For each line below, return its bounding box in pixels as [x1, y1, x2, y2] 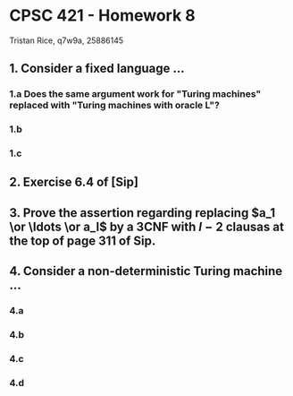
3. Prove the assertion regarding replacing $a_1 [9, 205, 276, 220]
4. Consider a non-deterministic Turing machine [9, 263, 283, 279]
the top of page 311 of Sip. [9, 233, 156, 248]
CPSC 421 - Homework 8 [9, 5, 197, 26]
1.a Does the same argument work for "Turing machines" [9, 88, 262, 100]
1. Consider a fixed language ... [9, 61, 185, 76]
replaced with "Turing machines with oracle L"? [9, 99, 221, 112]
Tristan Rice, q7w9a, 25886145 [9, 35, 124, 46]
